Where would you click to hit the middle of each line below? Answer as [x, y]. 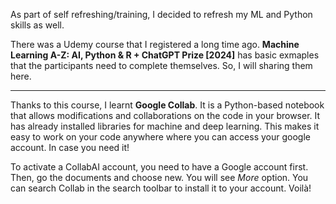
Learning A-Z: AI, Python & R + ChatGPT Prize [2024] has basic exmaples [165, 55]
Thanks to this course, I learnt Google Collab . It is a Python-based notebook [167, 105]
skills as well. [37, 25]
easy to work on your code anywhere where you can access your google [160, 137]
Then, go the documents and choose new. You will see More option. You [159, 177]
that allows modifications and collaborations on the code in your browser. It [165, 115]
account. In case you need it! [70, 147]
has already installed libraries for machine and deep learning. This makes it [165, 126]
